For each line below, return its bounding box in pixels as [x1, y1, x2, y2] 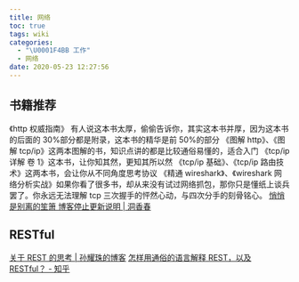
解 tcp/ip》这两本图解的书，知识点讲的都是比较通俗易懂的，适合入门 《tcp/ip [9, 145, 290, 156]
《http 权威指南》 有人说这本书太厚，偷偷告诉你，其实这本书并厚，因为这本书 [9, 123, 289, 133]
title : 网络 [9, 12, 51, 22]
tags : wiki [9, 29, 50, 38]
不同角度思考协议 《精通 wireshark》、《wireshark [94, 167, 273, 178]
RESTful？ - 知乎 [9, 263, 70, 274]
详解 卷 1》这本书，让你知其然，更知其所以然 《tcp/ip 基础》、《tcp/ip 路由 [9, 157, 277, 167]
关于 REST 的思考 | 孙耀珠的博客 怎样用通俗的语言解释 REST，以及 [9, 252, 252, 262]
